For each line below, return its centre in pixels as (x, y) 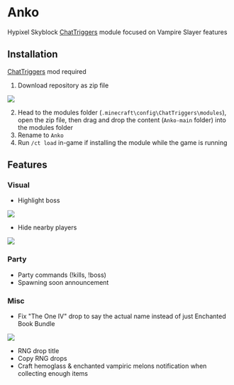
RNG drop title (38, 351)
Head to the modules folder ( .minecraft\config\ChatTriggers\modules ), (122, 112)
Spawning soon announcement (63, 282)
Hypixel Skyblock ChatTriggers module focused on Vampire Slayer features (117, 32)
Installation (33, 54)
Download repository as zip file (63, 85)
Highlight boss (39, 200)
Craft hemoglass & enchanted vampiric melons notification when (112, 366)
